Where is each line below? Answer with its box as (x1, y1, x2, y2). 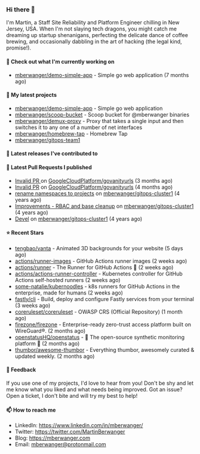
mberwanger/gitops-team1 (14, 136, 81, 143)
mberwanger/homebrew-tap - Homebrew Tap (14, 130, 128, 137)
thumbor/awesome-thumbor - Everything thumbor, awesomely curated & (14, 346, 195, 353)
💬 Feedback (6, 366, 36, 373)
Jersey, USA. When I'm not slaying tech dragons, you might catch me (6, 25, 177, 32)
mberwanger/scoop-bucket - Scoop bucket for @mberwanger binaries (14, 111, 190, 118)
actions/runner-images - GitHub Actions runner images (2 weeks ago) (14, 257, 187, 265)
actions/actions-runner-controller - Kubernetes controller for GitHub (14, 270, 183, 277)
